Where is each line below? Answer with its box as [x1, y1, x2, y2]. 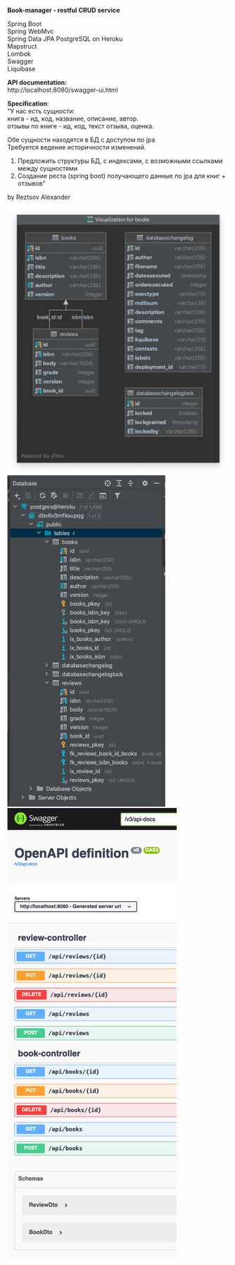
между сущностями [17, 164, 78, 172]
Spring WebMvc [7, 28, 54, 35]
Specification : [7, 99, 49, 108]
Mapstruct [7, 42, 37, 50]
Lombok [7, 49, 32, 58]
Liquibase [7, 65, 36, 73]
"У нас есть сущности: [7, 107, 75, 115]
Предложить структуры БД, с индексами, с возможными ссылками [17, 157, 223, 165]
